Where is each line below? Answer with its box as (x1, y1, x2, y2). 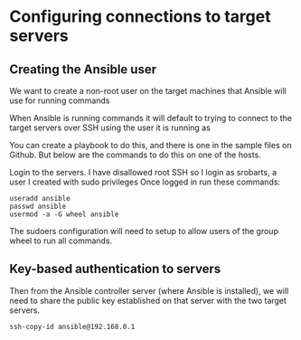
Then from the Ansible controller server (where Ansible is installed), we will (9, 285, 289, 296)
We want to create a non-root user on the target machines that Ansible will (9, 86, 287, 96)
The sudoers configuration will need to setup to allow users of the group (9, 226, 278, 236)
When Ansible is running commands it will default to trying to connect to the (9, 113, 292, 123)
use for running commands (9, 95, 110, 106)
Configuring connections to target (9, 6, 271, 27)
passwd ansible (9, 202, 67, 211)
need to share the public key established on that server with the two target (9, 295, 287, 306)
